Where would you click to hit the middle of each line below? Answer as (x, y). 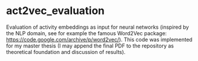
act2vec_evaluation (56, 11)
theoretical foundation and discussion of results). (66, 52)
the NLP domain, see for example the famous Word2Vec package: (87, 33)
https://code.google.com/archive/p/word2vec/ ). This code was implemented (99, 39)
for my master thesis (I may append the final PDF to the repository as (90, 46)
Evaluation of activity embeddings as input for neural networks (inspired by (98, 27)
